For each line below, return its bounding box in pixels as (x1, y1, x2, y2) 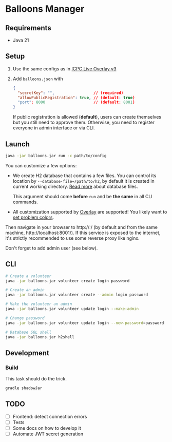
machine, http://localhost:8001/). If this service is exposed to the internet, (5, 229, 161, 236)
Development (5, 349, 50, 357)
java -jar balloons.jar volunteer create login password (5, 278, 130, 283)
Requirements (5, 24, 51, 32)
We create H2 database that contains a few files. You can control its (12, 172, 157, 179)
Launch (5, 140, 30, 148)
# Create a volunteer (5, 273, 52, 279)
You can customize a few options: (5, 162, 77, 168)
